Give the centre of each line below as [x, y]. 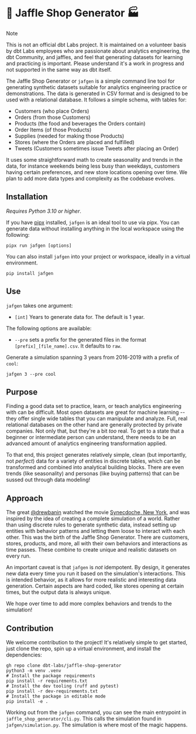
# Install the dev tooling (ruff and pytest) [62, 686]
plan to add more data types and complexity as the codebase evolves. [91, 178]
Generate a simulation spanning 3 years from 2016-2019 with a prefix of [93, 357]
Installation [27, 197]
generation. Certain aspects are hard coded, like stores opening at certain [95, 586]
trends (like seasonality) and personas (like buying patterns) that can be [93, 474]
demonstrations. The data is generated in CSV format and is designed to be [97, 93]
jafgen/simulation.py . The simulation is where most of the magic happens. [97, 725]
